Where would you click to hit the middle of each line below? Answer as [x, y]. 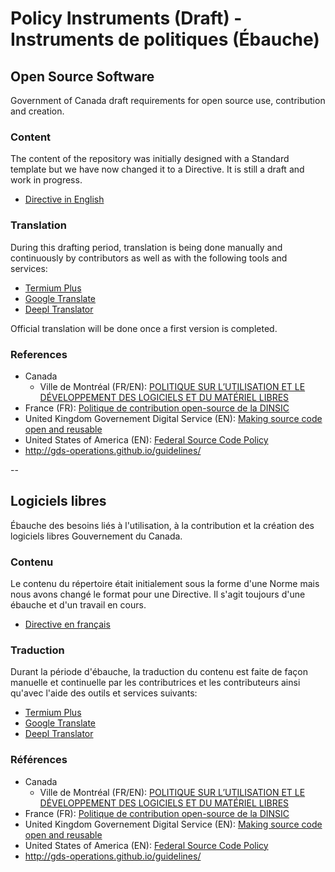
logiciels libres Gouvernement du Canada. [96, 536]
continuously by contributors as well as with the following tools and [149, 258]
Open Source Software [82, 76]
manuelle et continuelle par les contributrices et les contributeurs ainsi [155, 683]
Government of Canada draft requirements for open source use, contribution [168, 100]
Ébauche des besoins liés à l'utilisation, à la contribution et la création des [162, 525]
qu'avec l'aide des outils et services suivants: [104, 693]
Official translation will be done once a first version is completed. [144, 328]
